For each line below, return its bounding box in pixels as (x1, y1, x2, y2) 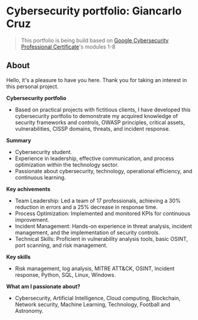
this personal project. (6, 83, 59, 90)
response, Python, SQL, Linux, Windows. (14, 271, 116, 278)
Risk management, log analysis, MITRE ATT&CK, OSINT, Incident (14, 265, 175, 272)
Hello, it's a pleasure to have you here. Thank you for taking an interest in (6, 76, 187, 83)
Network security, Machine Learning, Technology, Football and (14, 301, 171, 308)
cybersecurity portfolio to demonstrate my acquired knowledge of (14, 112, 178, 119)
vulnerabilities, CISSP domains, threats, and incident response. (14, 125, 170, 132)
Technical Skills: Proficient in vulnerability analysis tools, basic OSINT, (14, 235, 188, 242)
